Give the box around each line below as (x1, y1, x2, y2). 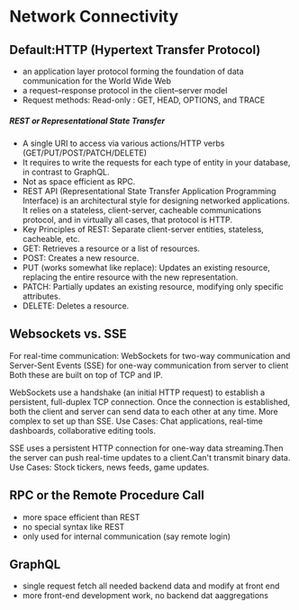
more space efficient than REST (22, 511, 140, 523)
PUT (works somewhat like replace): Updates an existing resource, (22, 262, 270, 273)
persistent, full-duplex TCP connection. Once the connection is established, (9, 396, 291, 407)
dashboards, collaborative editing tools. (9, 425, 156, 435)
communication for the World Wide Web (22, 76, 172, 86)
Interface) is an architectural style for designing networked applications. (22, 195, 290, 206)
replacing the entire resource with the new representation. (22, 272, 239, 283)
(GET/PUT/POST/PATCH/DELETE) (22, 147, 147, 158)
